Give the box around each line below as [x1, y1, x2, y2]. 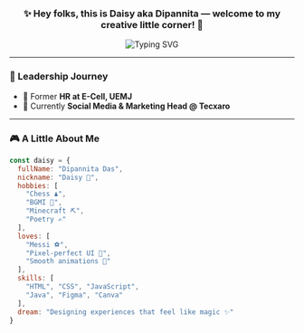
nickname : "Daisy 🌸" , [17, 173, 100, 182]
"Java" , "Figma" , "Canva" [25, 290, 124, 300]
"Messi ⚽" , [25, 240, 69, 249]
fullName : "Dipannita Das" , [17, 164, 124, 174]
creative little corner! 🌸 [100, 18, 204, 31]
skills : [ [17, 274, 54, 283]
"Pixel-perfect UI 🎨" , [25, 248, 111, 258]
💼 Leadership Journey [9, 71, 109, 83]
